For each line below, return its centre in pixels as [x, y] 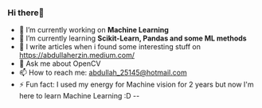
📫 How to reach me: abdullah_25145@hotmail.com [103, 73]
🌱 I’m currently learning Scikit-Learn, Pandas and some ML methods [133, 38]
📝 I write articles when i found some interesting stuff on [109, 47]
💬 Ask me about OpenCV [60, 64]
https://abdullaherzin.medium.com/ [77, 56]
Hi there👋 [26, 13]
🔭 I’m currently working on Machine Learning [94, 30]
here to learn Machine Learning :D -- [79, 96]
